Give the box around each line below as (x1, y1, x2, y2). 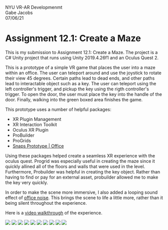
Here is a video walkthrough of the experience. (5, 209, 103, 216)
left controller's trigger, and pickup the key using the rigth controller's (5, 86, 149, 92)
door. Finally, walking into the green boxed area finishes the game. (5, 96, 143, 102)
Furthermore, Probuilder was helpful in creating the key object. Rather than (5, 168, 160, 175)
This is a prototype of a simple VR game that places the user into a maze (5, 64, 156, 70)
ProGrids (12, 137, 31, 143)
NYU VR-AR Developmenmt (5, 5, 63, 10)
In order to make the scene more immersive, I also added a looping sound (5, 189, 158, 195)
